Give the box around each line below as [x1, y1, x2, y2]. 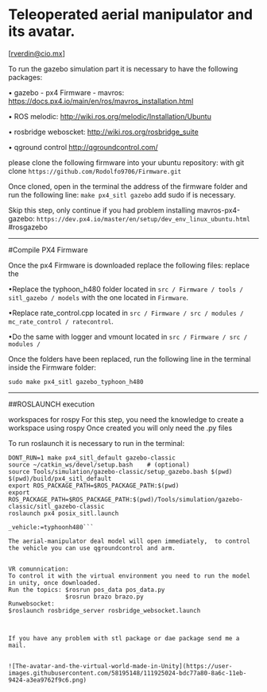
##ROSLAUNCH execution [8, 399, 95, 409]
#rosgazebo [8, 222, 48, 232]
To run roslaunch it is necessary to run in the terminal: [8, 438, 185, 448]
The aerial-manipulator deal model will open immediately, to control [8, 537, 250, 545]
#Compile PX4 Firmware [8, 244, 89, 255]
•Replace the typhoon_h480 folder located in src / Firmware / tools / [8, 284, 244, 294]
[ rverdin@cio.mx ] [8, 48, 65, 58]
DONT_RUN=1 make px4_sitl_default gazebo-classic [8, 454, 176, 462]
